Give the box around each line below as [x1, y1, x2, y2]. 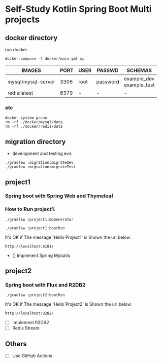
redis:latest [7, 90, 33, 96]
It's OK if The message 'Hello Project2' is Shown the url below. [5, 301, 132, 307]
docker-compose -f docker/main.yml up [5, 56, 85, 61]
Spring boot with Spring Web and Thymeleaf [5, 192, 114, 199]
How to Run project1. [5, 206, 56, 213]
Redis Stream [12, 325, 40, 331]
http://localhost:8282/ [5, 311, 54, 316]
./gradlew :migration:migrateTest [5, 164, 76, 170]
